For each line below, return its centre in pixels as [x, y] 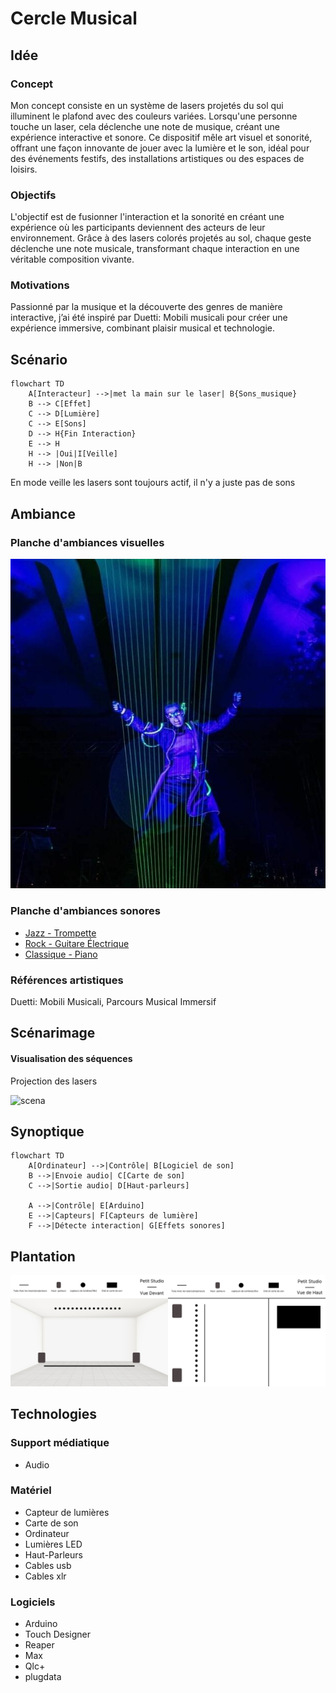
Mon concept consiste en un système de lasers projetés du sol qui [147, 105]
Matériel [31, 1490]
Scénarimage [53, 1033]
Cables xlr [45, 1576]
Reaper [39, 1645]
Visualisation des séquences [71, 1058]
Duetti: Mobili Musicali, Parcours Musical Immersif [113, 1001]
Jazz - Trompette [60, 933]
